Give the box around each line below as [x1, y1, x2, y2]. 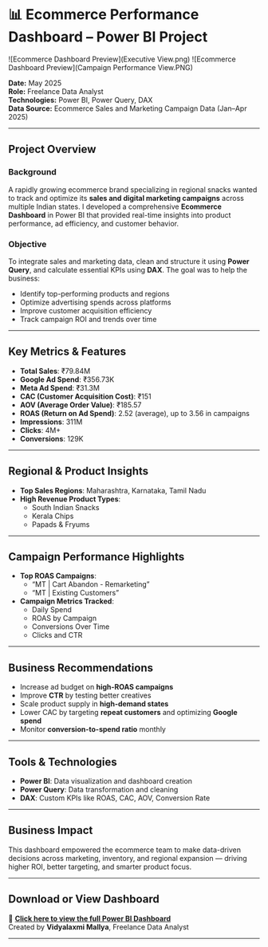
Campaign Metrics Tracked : [19, 596, 114, 606]
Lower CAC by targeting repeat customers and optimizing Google [19, 708, 238, 717]
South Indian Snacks [31, 502, 100, 512]
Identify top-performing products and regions [19, 289, 170, 298]
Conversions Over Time [31, 622, 110, 631]
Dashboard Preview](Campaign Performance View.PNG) [8, 62, 194, 72]
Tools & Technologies [8, 755, 117, 768]
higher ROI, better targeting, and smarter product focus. [8, 862, 192, 871]
